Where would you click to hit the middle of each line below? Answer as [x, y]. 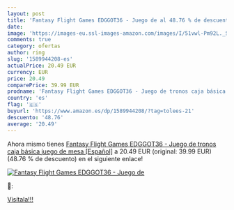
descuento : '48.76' [36, 117]
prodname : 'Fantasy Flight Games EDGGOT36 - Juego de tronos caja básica [117, 91]
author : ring [26, 53]
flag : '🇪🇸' [24, 105]
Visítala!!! [20, 199]
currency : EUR [28, 72]
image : [17, 33]
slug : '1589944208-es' [40, 59]
